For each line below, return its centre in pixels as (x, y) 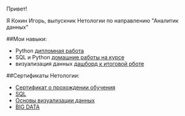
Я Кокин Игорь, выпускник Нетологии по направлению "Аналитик (92, 20)
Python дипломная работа (50, 51)
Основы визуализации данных (55, 100)
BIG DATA (27, 107)
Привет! (17, 9)
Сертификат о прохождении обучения (65, 87)
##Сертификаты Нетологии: (43, 75)
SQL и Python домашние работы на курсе (70, 57)
